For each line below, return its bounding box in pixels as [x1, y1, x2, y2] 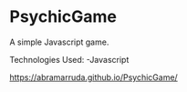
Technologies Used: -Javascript [9, 54, 130, 65]
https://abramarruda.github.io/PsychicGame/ [9, 71, 178, 83]
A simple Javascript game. [9, 36, 109, 47]
